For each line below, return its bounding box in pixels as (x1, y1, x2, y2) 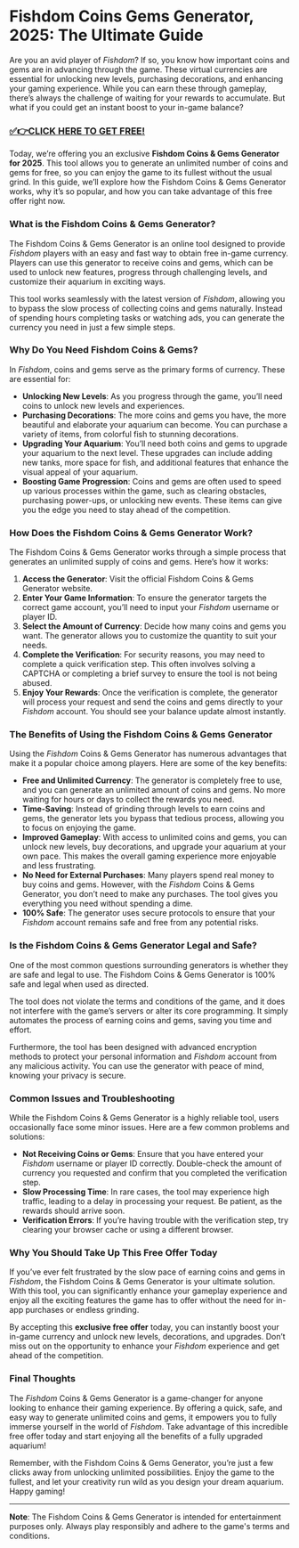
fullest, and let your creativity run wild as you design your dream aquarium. (9, 1476, 285, 1487)
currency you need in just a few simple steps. (9, 322, 176, 332)
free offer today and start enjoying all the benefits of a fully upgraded (9, 1430, 263, 1441)
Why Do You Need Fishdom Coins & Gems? (9, 344, 198, 356)
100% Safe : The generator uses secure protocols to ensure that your (21, 908, 276, 918)
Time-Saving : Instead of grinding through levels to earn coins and (21, 803, 265, 814)
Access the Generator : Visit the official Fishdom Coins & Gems (21, 574, 254, 584)
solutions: (9, 1131, 45, 1142)
